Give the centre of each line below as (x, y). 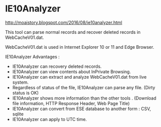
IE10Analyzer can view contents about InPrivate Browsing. (72, 71)
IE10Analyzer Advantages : (32, 57)
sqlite (18, 114)
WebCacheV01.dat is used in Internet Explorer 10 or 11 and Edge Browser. (80, 47)
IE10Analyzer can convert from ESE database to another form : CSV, (81, 109)
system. (20, 82)
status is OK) (25, 93)
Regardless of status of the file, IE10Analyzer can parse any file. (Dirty (84, 87)
